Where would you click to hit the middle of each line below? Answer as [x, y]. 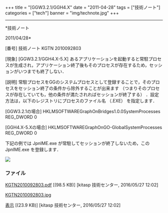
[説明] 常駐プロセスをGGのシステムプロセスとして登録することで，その [78, 82]
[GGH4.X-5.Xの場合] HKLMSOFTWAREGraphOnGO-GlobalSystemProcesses [84, 127]
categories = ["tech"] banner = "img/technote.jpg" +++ [62, 13]
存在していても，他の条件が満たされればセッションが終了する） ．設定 [86, 94]
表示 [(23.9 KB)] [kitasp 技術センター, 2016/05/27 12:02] [63, 205]
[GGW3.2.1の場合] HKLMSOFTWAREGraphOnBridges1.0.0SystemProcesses [83, 111]
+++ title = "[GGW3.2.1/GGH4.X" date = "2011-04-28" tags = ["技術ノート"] [83, 7]
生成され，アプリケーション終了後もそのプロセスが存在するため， [81, 65]
